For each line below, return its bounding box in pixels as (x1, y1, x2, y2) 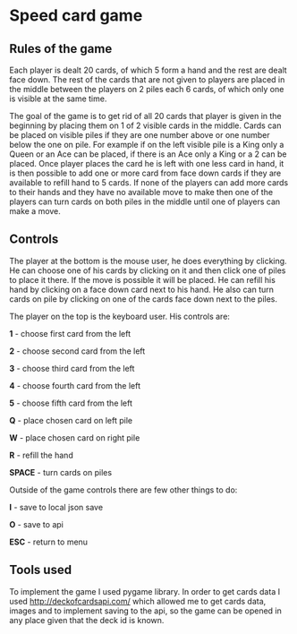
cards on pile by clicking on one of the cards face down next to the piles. (9, 293, 278, 304)
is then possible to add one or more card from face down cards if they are (9, 167, 282, 178)
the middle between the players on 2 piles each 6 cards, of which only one (9, 84, 284, 94)
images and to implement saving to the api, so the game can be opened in (9, 605, 282, 616)
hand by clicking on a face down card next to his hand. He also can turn (9, 284, 275, 295)
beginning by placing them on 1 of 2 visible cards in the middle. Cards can (9, 120, 282, 131)
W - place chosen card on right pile (9, 432, 140, 443)
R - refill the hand (9, 450, 73, 460)
